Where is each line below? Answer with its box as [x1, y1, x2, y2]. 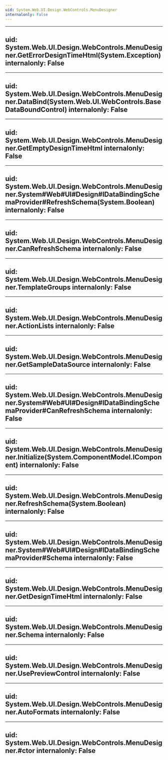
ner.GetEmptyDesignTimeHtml [5, 144, 102, 152]
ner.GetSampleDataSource [5, 360, 90, 369]
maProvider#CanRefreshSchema [5, 406, 110, 415]
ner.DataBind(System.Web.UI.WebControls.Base [5, 97, 161, 106]
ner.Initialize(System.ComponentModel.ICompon [5, 453, 162, 462]
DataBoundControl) [5, 105, 67, 114]
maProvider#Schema [5, 554, 72, 562]
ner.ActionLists [5, 321, 54, 330]
